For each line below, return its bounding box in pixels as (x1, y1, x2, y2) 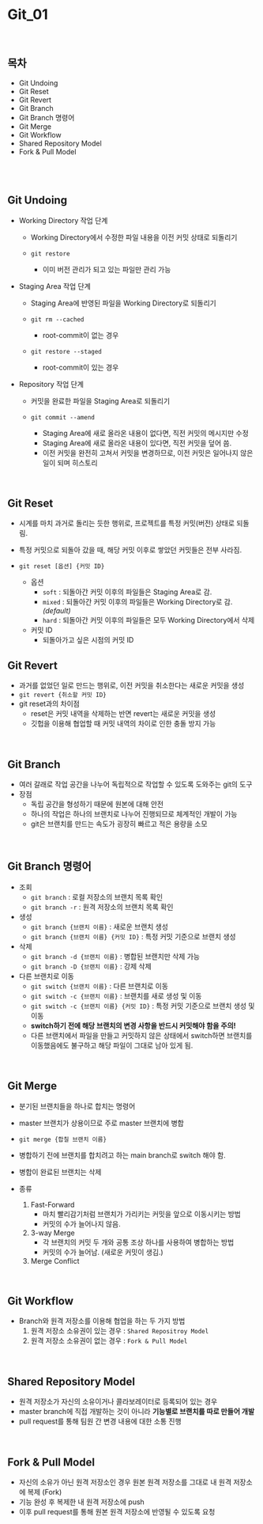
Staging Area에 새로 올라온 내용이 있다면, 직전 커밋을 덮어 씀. (42, 438, 232, 448)
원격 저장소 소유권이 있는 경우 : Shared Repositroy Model (30, 1326, 209, 1336)
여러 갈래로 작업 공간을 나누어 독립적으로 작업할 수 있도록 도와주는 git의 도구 (18, 779, 253, 789)
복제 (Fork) (27, 1488, 62, 1497)
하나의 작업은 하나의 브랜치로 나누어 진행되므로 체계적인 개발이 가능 (30, 809, 238, 818)
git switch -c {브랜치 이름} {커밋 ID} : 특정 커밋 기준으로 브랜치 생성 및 (30, 1001, 255, 1010)
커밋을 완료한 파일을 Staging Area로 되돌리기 (30, 396, 171, 405)
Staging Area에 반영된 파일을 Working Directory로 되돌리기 (30, 298, 216, 308)
